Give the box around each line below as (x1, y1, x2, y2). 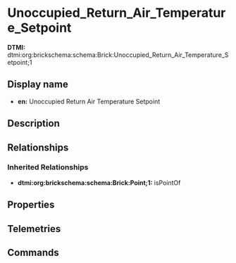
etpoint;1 (7, 58, 32, 66)
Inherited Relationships (7, 162, 89, 172)
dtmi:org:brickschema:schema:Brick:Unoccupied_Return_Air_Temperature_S (7, 51, 229, 59)
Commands (7, 247, 60, 258)
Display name (7, 79, 68, 91)
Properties (7, 199, 55, 211)
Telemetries (7, 223, 61, 235)
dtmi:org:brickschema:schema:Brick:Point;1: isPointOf (17, 178, 181, 187)
